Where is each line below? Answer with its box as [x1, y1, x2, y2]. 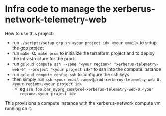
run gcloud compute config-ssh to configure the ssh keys [12, 71, 129, 77]
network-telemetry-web [5, 14, 107, 25]
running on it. [5, 105, 32, 111]
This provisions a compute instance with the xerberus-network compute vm [5, 100, 161, 106]
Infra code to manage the [5, 3, 111, 15]
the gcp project [12, 45, 44, 51]
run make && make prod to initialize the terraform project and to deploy [12, 50, 155, 56]
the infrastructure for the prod [12, 55, 74, 61]
